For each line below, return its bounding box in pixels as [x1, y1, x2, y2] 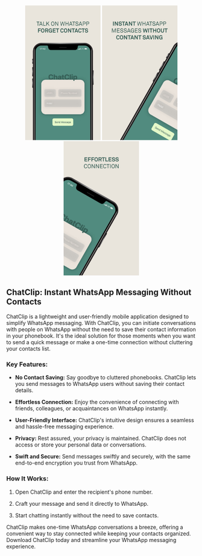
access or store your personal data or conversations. [14, 441, 147, 448]
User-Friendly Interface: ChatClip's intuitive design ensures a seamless [14, 417, 194, 424]
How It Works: [6, 474, 49, 483]
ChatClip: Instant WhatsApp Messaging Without [6, 287, 192, 298]
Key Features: [6, 360, 48, 368]
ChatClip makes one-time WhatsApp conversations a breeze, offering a [6, 523, 183, 531]
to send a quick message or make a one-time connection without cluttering [6, 338, 193, 345]
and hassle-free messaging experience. [14, 423, 115, 430]
